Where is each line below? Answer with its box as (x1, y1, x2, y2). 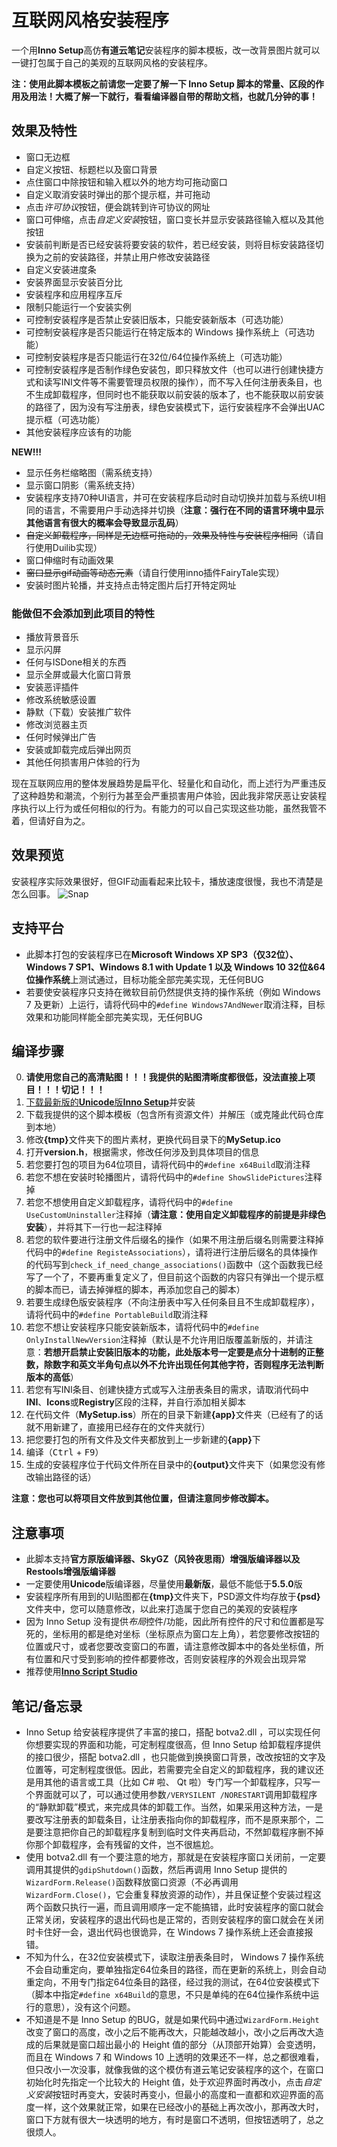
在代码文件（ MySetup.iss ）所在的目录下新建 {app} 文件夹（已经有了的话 (25, 1409, 324, 1421)
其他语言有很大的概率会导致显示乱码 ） (25, 516, 184, 528)
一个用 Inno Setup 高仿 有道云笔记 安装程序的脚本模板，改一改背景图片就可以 (11, 44, 321, 56)
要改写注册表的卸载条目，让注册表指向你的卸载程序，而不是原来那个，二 (25, 1814, 324, 1826)
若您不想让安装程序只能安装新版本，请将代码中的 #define (25, 1321, 259, 1333)
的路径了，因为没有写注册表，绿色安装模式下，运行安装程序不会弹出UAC (25, 401, 326, 413)
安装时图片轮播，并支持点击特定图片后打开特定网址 (25, 579, 237, 591)
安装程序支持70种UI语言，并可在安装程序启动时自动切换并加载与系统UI (25, 491, 318, 503)
